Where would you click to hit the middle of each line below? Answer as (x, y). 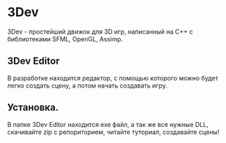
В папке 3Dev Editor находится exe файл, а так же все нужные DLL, (108, 124)
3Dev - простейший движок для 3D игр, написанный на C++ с (100, 32)
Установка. (33, 108)
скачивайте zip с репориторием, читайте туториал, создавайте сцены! (113, 132)
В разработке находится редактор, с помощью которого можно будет (113, 78)
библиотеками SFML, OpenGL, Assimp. (65, 39)
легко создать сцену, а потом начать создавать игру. (87, 86)
